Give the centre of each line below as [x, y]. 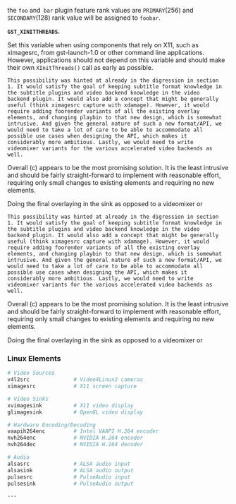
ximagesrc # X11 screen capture [72, 386]
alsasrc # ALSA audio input [69, 464]
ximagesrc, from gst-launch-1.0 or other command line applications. [106, 53]
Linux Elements [34, 358]
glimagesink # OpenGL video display [75, 412]
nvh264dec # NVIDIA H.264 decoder [75, 445]
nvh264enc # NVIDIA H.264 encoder [75, 438]
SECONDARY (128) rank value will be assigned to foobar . [84, 18]
